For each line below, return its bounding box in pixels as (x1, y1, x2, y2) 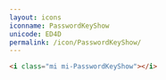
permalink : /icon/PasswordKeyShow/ (9, 37, 142, 47)
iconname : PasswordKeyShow (9, 21, 110, 30)
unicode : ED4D (9, 29, 62, 38)
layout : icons (9, 12, 62, 22)
